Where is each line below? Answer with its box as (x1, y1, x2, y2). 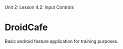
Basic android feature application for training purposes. (4, 38, 118, 44)
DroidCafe (4, 22, 48, 33)
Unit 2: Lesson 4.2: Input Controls (4, 4, 74, 10)
